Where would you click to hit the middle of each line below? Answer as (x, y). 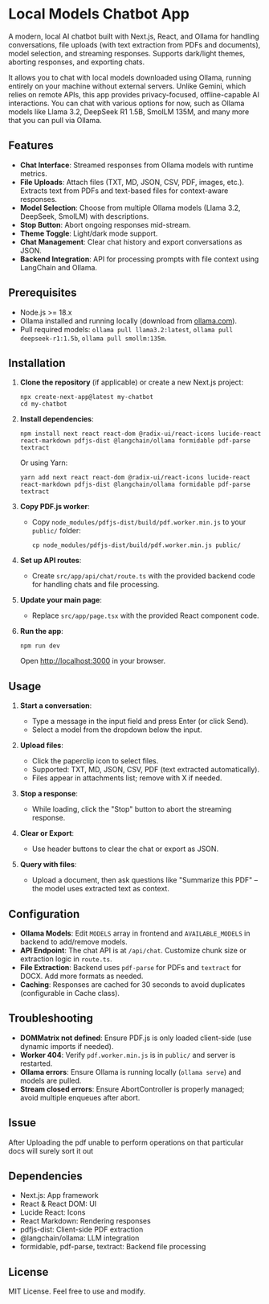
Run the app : (42, 631)
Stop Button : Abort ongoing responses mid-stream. (105, 224)
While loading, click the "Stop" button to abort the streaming (132, 809)
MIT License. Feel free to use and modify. (77, 1291)
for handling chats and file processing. (96, 585)
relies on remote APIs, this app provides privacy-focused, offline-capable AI (134, 94)
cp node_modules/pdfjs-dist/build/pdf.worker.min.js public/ (136, 545)
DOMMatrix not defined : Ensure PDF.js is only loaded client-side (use (136, 1038)
